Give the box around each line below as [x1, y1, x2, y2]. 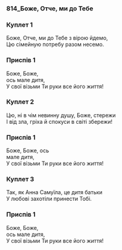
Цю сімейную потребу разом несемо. [6, 41, 104, 48]
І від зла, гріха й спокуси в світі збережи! [6, 118, 113, 125]
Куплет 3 [6, 175, 34, 183]
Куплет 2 [6, 98, 34, 106]
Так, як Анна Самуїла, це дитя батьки [6, 189, 103, 196]
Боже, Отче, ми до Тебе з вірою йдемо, [6, 35, 108, 42]
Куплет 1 [6, 20, 33, 29]
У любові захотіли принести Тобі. [6, 195, 92, 203]
